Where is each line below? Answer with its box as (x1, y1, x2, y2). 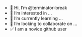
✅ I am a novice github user (9, 26, 67, 32)
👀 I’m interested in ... (9, 10, 52, 16)
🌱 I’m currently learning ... (9, 15, 63, 21)
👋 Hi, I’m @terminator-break (9, 5, 67, 10)
